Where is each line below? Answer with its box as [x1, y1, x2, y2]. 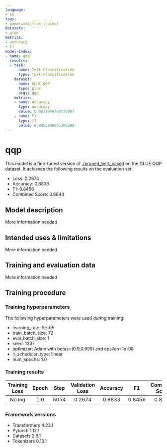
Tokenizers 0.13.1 [12, 438, 47, 444]
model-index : [5, 49, 32, 54]
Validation [70, 381, 95, 388]
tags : [5, 16, 16, 21]
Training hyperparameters [5, 304, 70, 311]
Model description [5, 206, 63, 214]
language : [5, 7, 26, 12]
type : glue [18, 86, 41, 91]
